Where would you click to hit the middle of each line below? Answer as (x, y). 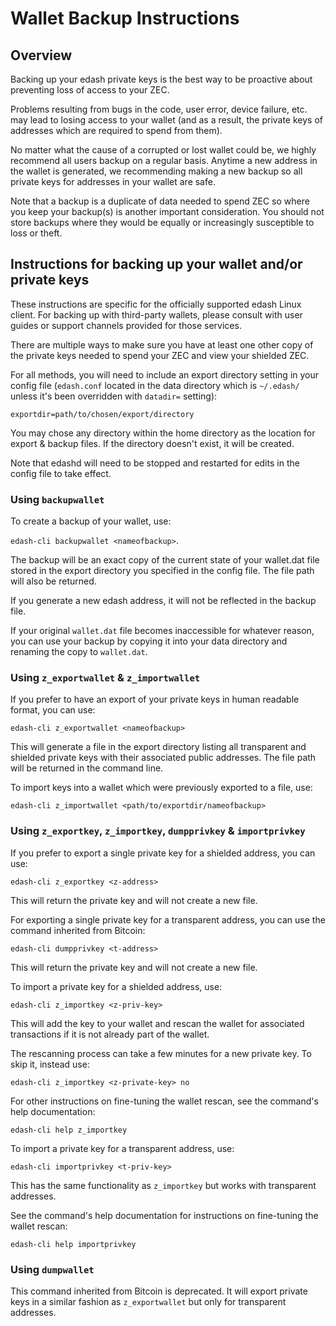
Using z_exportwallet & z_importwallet (105, 678)
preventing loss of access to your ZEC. (90, 90)
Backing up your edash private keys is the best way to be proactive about (161, 79)
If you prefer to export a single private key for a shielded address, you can (163, 853)
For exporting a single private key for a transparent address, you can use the (168, 919)
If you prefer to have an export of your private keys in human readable (155, 699)
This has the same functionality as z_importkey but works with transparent (163, 1185)
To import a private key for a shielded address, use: (116, 986)
